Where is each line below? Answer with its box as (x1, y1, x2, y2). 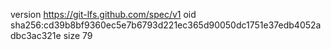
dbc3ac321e (10, 30, 62, 41)
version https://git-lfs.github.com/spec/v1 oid (10, 9, 197, 20)
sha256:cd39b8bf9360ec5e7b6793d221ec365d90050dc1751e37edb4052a (10, 19, 322, 31)
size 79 (63, 30, 93, 41)
